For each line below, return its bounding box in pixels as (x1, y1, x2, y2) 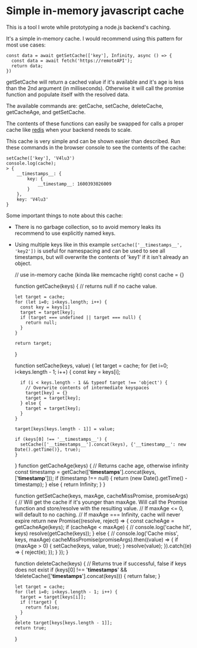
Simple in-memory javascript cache (6, 4, 184, 18)
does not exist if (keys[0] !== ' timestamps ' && (14, 566, 128, 573)
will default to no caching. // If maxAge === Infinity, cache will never (14, 511, 181, 518)
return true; (14, 625, 47, 631)
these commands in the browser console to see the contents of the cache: (6, 144, 186, 151)
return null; (25, 320, 58, 325)
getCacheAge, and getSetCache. (6, 108, 86, 115)
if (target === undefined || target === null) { (20, 314, 142, 320)
